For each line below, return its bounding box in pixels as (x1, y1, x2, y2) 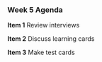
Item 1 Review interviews (7, 21, 80, 30)
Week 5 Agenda (7, 5, 63, 15)
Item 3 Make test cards (7, 48, 76, 57)
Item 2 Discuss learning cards (7, 35, 95, 43)
